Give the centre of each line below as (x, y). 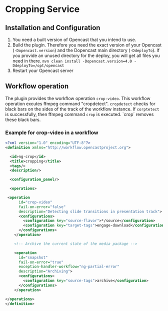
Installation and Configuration (53, 28)
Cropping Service (42, 9)
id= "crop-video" (35, 202)
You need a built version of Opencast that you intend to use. (74, 39)
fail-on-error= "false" (42, 207)
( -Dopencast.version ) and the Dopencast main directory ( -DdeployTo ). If (86, 50)
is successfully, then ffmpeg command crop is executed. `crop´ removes (79, 114)
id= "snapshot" (33, 257)
